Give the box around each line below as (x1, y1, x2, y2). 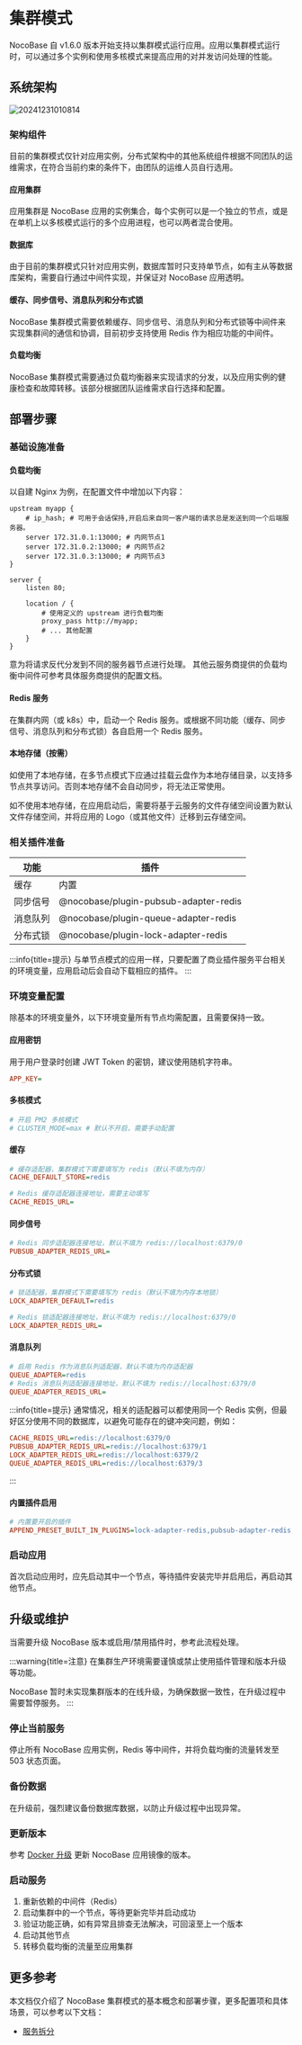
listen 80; (25, 584, 67, 593)
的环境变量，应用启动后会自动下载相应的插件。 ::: (9, 965, 192, 976)
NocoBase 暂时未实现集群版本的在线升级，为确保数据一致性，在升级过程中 (9, 1686, 286, 1697)
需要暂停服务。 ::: (9, 1698, 75, 1709)
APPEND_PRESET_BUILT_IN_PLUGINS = (9, 1526, 135, 1535)
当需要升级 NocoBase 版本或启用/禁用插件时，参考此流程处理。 (9, 1637, 244, 1647)
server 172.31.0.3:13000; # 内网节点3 (25, 552, 165, 561)
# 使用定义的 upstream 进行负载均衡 (41, 609, 164, 618)
